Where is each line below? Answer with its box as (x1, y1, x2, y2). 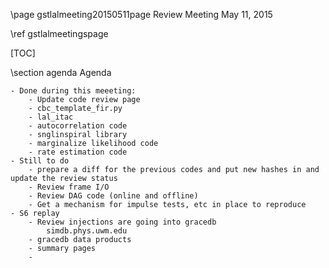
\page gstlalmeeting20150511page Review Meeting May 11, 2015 (10, 9, 273, 20)
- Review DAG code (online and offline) (28, 191, 199, 201)
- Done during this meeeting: (10, 86, 137, 96)
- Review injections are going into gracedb (28, 217, 217, 227)
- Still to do (10, 156, 70, 166)
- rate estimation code (28, 147, 128, 157)
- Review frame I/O (28, 182, 110, 192)
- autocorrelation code (28, 121, 128, 131)
